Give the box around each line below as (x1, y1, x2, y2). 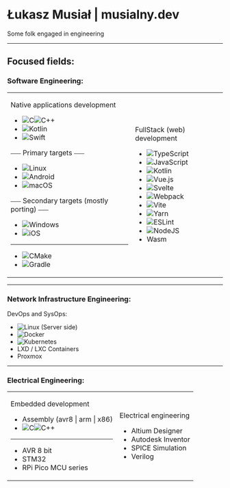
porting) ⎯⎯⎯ (10, 204, 49, 214)
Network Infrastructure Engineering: (7, 294, 131, 304)
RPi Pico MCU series (22, 463, 88, 472)
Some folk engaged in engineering (7, 29, 105, 38)
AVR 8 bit (22, 446, 53, 455)
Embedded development (10, 399, 90, 409)
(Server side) (40, 322, 78, 331)
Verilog (131, 452, 154, 461)
